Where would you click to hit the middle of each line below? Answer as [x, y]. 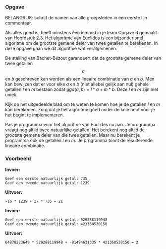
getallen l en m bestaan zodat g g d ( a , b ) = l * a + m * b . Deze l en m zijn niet [82, 89]
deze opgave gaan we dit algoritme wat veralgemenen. [61, 49]
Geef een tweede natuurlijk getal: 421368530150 [56, 224]
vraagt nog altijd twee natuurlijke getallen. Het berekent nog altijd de [75, 130]
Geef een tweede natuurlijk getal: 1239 [48, 183]
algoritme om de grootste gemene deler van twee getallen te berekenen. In [82, 43]
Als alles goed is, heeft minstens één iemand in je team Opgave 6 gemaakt [81, 33]
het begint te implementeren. [35, 115]
